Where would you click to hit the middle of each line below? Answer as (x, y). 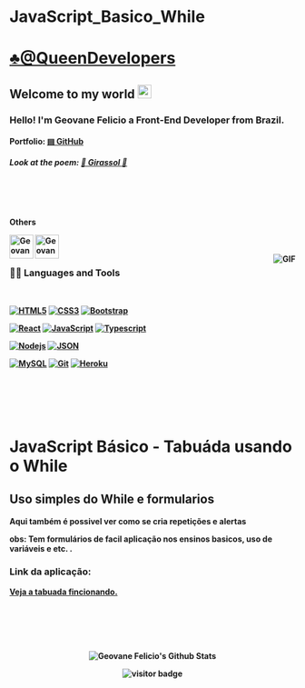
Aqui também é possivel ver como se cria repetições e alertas (128, 521)
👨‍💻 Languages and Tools (65, 273)
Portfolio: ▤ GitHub (47, 142)
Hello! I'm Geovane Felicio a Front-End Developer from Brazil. (147, 120)
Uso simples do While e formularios (112, 499)
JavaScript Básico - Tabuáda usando (151, 446)
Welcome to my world (72, 94)
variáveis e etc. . (41, 548)
